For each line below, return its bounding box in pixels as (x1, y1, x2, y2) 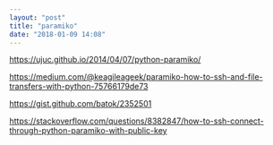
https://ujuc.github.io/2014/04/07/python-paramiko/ (9, 55, 201, 65)
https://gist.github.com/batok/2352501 (9, 98, 152, 109)
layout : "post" (9, 13, 66, 22)
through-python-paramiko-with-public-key (9, 125, 167, 136)
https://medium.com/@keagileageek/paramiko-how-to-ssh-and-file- (9, 72, 263, 82)
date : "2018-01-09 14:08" (9, 30, 106, 38)
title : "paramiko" (9, 21, 78, 30)
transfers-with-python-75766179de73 (9, 81, 149, 92)
